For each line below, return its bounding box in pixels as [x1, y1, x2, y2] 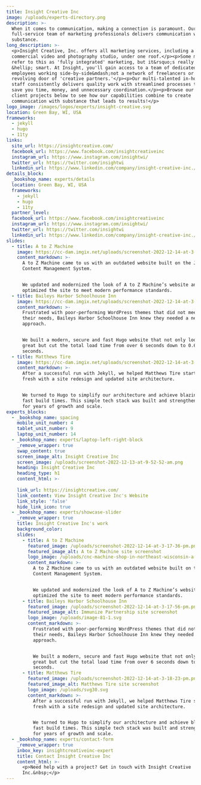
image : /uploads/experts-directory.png [6, 14, 106, 20]
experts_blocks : [6, 409, 47, 415]
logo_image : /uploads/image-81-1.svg [28, 615, 121, 621]
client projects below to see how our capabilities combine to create [11, 92, 191, 99]
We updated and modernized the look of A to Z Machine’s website [22, 282, 188, 288]
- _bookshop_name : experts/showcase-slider [11, 509, 121, 515]
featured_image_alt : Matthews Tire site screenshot [28, 681, 160, 687]
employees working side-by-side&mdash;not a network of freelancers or [11, 70, 194, 76]
